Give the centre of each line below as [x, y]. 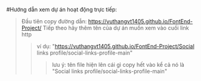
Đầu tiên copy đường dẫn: [54, 21]
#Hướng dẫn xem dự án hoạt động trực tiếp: [62, 10]
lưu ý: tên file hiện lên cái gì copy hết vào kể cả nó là [118, 65]
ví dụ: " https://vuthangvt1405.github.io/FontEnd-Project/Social [116, 46]
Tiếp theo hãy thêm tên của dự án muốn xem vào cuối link [116, 28]
